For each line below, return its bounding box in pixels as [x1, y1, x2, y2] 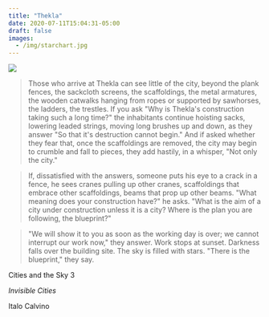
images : [8, 34, 35, 43]
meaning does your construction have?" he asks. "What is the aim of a [27, 197, 261, 206]
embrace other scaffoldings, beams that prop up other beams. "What [27, 188, 257, 197]
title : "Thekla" [8, 11, 63, 20]
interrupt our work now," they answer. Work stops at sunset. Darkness [27, 238, 260, 247]
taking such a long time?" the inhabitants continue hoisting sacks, [27, 113, 246, 123]
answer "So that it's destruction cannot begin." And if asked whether [27, 130, 255, 140]
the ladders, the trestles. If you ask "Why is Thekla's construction [27, 104, 245, 114]
